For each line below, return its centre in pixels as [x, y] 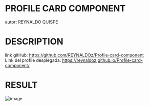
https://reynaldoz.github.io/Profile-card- [102, 60]
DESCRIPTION [34, 42]
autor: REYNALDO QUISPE [32, 22]
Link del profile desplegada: [33, 60]
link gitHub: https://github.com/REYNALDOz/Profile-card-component [74, 55]
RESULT [21, 85]
